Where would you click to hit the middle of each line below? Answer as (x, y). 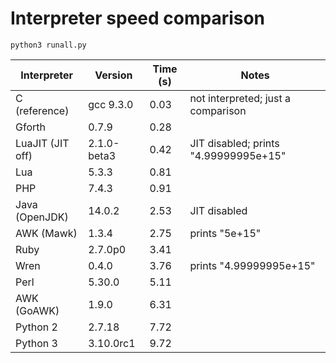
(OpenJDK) (42, 217)
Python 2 (36, 327)
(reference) (42, 110)
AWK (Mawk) (46, 233)
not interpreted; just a (240, 98)
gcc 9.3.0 (111, 104)
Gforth (30, 127)
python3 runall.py (48, 45)
